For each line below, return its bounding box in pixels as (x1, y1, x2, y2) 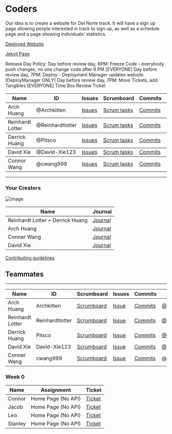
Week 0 (5, 373, 25, 380)
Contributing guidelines (5, 255, 55, 261)
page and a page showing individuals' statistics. (5, 31, 106, 37)
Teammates (5, 270, 44, 278)
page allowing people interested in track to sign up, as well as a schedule (5, 25, 160, 31)
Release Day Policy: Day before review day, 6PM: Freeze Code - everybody (5, 60, 164, 67)
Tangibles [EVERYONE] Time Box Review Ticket (5, 82, 106, 89)
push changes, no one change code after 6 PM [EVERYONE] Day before (5, 66, 157, 72)
